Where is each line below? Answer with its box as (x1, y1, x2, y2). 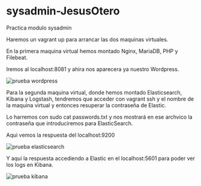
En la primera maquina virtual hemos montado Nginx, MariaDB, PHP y (6, 47, 178, 55)
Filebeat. (6, 54, 28, 61)
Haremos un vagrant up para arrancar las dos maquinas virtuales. (6, 36, 169, 43)
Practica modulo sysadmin (6, 24, 72, 31)
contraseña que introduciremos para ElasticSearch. (6, 119, 133, 127)
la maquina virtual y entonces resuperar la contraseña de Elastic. (6, 101, 167, 109)
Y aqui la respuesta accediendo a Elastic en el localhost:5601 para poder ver (6, 155, 195, 162)
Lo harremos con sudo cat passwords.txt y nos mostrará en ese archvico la (6, 113, 193, 120)
